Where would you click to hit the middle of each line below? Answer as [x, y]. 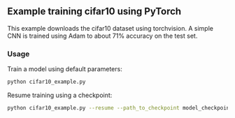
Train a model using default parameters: [65, 69]
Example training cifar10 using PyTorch [94, 12]
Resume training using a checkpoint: [60, 95]
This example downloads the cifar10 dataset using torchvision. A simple [110, 28]
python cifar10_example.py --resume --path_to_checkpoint [93, 108]
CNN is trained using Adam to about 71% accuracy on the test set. [102, 36]
